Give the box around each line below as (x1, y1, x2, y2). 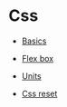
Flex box (21, 53, 54, 63)
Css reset (21, 88, 58, 99)
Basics (21, 35, 47, 46)
